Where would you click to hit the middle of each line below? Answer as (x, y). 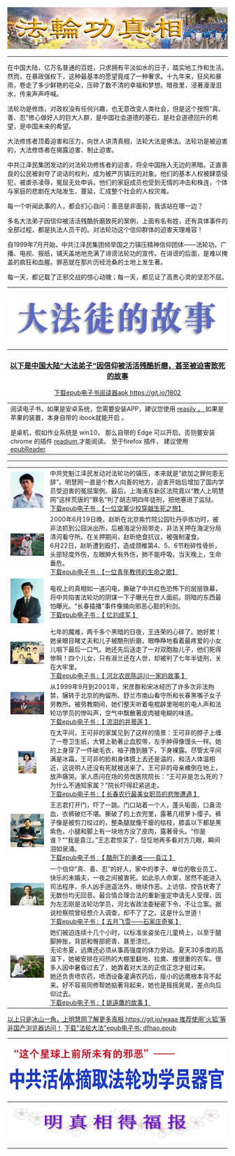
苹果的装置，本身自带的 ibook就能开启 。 (69, 417)
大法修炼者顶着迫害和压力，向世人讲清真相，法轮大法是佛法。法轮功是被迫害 (117, 141)
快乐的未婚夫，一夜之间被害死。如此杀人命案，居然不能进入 (136, 877)
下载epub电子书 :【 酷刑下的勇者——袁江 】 (113, 857)
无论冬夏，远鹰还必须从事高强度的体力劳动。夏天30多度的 (134, 950)
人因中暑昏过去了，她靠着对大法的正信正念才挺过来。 (133, 967)
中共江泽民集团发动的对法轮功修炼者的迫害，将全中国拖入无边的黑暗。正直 (114, 165)
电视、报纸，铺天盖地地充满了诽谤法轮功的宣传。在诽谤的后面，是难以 (120, 253)
